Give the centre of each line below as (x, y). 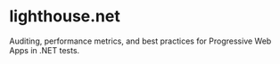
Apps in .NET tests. (45, 50)
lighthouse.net (65, 16)
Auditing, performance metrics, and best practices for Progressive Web (140, 41)
